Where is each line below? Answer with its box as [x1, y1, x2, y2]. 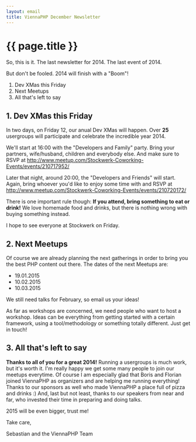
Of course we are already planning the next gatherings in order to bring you [6, 255, 188, 262]
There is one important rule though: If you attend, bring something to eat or [6, 198, 190, 205]
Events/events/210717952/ [6, 163, 70, 170]
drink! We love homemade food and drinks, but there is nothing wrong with [6, 204, 187, 211]
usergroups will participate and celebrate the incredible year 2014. [6, 133, 166, 140]
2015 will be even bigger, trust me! [6, 407, 89, 414]
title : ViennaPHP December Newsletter [6, 14, 101, 20]
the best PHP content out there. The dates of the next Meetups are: [6, 261, 169, 268]
